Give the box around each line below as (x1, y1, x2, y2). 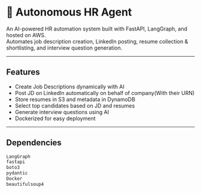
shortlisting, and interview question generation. (6, 44, 123, 51)
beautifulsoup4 (6, 181, 44, 187)
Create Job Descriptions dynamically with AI (14, 83, 124, 90)
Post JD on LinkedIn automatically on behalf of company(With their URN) (14, 89, 195, 96)
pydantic (6, 170, 28, 176)
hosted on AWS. (6, 31, 46, 38)
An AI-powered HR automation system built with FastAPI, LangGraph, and (6, 25, 187, 32)
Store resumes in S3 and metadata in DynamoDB (14, 96, 136, 103)
